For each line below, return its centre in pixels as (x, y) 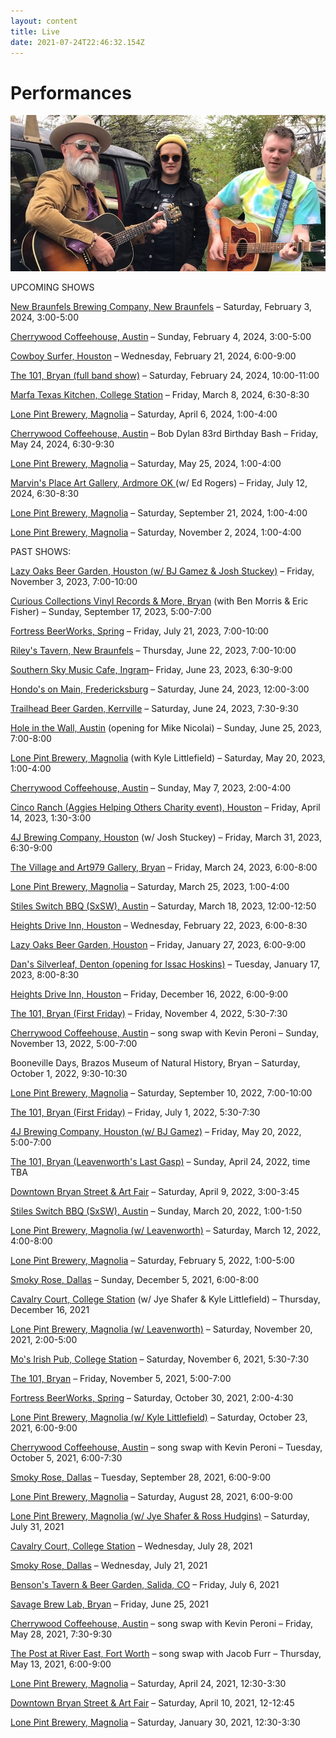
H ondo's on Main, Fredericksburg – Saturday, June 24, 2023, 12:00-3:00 (160, 689)
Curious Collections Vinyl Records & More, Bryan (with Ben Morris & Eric (159, 601)
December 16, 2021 (50, 1309)
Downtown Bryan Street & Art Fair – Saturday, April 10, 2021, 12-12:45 (152, 1702)
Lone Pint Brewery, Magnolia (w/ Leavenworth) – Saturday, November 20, (161, 1329)
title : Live (35, 31)
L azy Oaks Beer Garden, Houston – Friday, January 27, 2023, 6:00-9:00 (158, 944)
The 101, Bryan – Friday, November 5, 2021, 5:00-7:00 (121, 1378)
